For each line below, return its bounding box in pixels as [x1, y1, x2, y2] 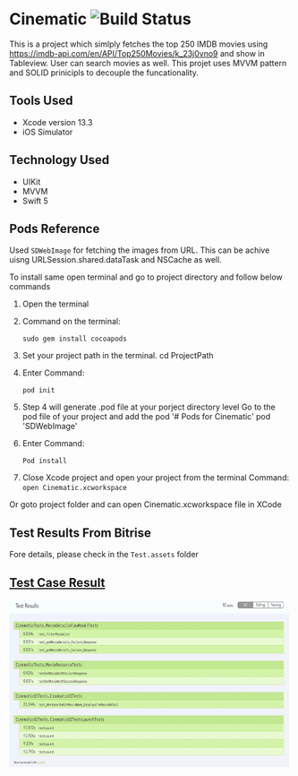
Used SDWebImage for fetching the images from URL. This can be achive [9, 245, 270, 255]
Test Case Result [9, 574, 106, 591]
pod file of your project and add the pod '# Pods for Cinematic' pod [21, 411, 271, 422]
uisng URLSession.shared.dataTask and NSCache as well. [9, 254, 222, 265]
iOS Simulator [21, 126, 73, 137]
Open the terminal [21, 298, 89, 309]
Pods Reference [9, 220, 100, 237]
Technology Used [9, 152, 110, 168]
